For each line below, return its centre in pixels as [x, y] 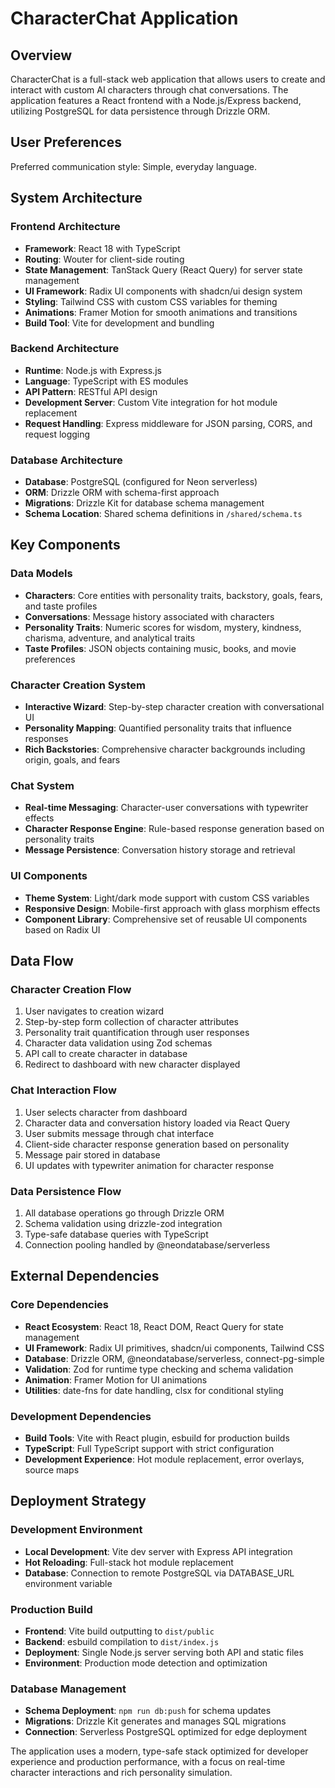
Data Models [41, 574]
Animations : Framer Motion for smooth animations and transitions [161, 312]
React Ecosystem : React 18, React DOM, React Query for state [154, 1326]
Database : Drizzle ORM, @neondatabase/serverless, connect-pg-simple [174, 1358]
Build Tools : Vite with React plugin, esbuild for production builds [157, 1438]
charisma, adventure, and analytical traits [110, 638]
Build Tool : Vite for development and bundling [119, 323]
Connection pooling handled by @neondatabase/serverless [147, 1244]
